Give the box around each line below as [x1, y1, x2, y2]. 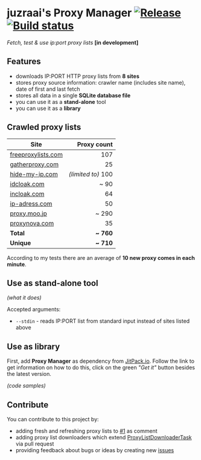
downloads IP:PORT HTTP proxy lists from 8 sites [15, 73, 139, 80]
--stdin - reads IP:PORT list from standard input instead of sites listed [15, 317, 190, 325]
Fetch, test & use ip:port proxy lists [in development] [7, 39, 139, 46]
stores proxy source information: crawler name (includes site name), [15, 79, 186, 86]
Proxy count [77, 140, 113, 148]
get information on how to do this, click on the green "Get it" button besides [7, 364, 196, 371]
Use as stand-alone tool [7, 278, 98, 288]
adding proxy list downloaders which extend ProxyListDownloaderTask [15, 434, 192, 441]
